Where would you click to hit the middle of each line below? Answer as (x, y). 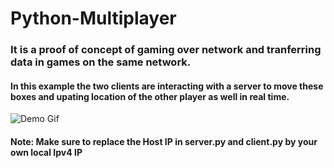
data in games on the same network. (101, 62)
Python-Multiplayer (93, 18)
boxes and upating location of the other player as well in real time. (150, 96)
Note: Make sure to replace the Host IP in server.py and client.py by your (164, 141)
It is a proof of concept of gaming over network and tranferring (166, 50)
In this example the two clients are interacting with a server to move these (167, 86)
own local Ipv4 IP (46, 152)
